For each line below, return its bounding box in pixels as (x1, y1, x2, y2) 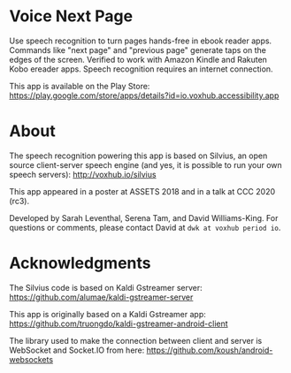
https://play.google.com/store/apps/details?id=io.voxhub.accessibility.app (9, 90, 280, 101)
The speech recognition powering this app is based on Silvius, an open (9, 150, 268, 161)
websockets (9, 354, 54, 364)
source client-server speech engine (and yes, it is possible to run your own (9, 159, 283, 170)
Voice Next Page (9, 6, 134, 27)
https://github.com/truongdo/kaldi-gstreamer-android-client (9, 318, 228, 329)
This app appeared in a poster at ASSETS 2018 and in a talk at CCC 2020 (9, 186, 276, 196)
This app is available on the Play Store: (9, 80, 150, 91)
